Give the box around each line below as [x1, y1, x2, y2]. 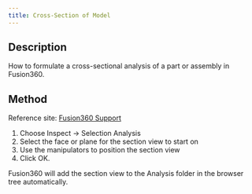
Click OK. [19, 154, 50, 163]
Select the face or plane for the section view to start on [19, 137, 199, 146]
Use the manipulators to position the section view [19, 145, 180, 155]
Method [8, 92, 48, 106]
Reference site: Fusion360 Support [8, 113, 122, 123]
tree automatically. [8, 178, 69, 187]
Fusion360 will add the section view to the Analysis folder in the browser [8, 169, 244, 178]
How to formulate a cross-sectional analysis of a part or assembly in [8, 61, 230, 71]
